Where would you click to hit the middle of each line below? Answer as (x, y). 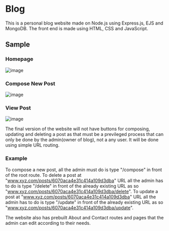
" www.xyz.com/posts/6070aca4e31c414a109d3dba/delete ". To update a (82, 191)
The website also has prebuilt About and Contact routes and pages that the (84, 217)
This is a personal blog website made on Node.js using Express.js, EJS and (84, 23)
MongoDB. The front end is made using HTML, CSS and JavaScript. (77, 28)
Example (16, 158)
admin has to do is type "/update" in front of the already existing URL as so (84, 202)
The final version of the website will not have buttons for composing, (78, 129)
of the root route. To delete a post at (44, 175)
